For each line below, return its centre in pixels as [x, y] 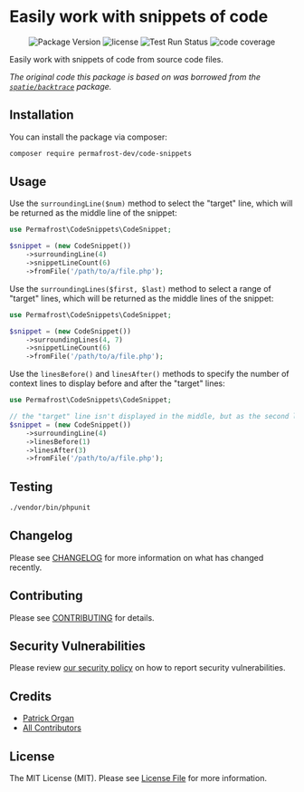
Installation [42, 115]
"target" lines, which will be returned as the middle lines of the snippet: [142, 298]
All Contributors [52, 728]
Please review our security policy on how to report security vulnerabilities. [147, 668]
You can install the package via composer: [88, 137]
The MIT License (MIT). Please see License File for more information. [138, 778]
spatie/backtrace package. [61, 86]
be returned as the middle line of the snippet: [94, 213]
